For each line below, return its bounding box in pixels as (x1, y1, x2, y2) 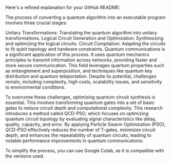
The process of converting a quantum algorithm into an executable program (5, 14, 166, 20)
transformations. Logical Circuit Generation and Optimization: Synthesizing (5, 35, 163, 41)
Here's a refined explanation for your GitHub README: (5, 5, 121, 10)
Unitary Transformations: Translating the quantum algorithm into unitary (5, 30, 158, 35)
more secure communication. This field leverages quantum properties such (5, 63, 164, 68)
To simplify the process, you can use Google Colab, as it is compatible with (5, 148, 164, 153)
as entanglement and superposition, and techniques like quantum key (5, 68, 153, 74)
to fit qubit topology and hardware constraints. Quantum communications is (5, 46, 165, 52)
